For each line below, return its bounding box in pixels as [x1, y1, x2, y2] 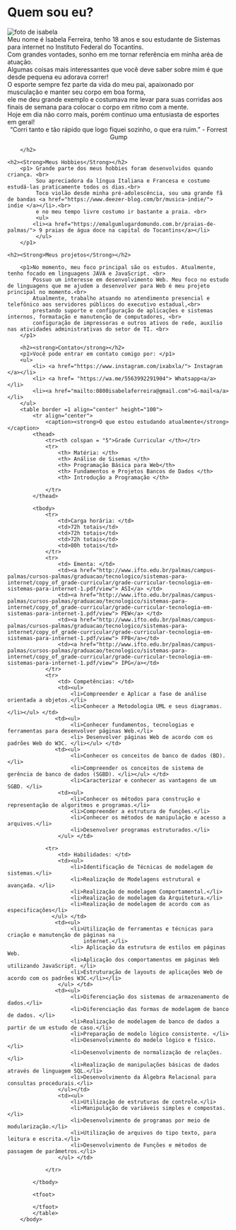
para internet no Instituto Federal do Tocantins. [7, 42, 144, 51]
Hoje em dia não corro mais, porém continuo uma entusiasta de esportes [7, 110, 220, 119]
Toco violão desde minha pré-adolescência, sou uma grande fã [35, 189, 223, 196]
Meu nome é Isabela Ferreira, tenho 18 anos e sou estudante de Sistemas [7, 35, 221, 43]
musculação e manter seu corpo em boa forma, [7, 88, 146, 96]
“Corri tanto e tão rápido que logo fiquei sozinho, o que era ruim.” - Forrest [10, 125, 228, 134]
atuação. [7, 57, 33, 66]
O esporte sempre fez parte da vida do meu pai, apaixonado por [7, 80, 194, 88]
